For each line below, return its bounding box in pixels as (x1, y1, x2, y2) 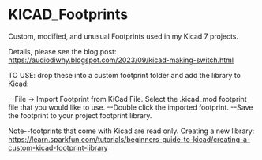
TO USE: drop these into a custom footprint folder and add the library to (8, 70, 241, 80)
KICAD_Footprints (8, 6, 129, 24)
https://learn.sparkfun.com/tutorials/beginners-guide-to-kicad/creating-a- (8, 134, 251, 143)
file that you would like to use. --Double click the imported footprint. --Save (8, 102, 254, 112)
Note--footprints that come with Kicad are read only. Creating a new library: (8, 126, 255, 136)
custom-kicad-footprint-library (8, 143, 108, 152)
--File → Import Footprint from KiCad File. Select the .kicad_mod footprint (8, 94, 247, 103)
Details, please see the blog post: (8, 47, 117, 56)
